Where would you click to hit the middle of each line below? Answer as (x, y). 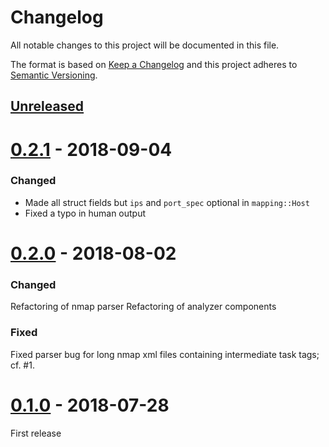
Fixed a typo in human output (85, 213)
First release (36, 433)
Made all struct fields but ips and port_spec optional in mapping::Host (167, 202)
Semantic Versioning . (54, 75)
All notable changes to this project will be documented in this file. (145, 45)
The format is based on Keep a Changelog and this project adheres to (154, 64)
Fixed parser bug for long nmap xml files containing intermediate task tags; (165, 354)
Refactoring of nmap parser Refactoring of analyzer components (143, 307)
